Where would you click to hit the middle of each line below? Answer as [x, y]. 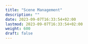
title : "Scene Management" [34, 10]
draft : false [19, 33]
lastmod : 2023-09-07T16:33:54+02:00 [44, 24]
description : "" [22, 15]
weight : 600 [18, 29]
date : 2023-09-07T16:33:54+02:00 [41, 19]
